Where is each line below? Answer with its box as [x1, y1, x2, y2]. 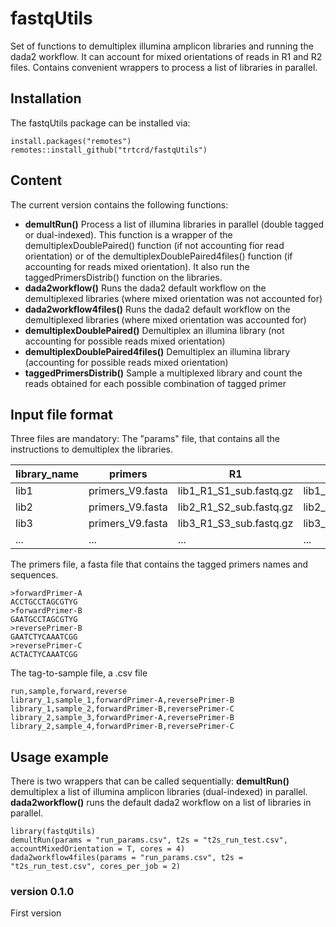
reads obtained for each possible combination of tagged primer [24, 377, 287, 389]
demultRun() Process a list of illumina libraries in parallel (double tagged [24, 218, 325, 230]
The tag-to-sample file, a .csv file [10, 667, 148, 679]
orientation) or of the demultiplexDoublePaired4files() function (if [24, 250, 293, 262]
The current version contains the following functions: [10, 198, 229, 211]
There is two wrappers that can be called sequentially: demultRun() [10, 775, 290, 787]
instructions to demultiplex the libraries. [10, 443, 173, 456]
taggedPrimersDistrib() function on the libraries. [24, 271, 223, 283]
